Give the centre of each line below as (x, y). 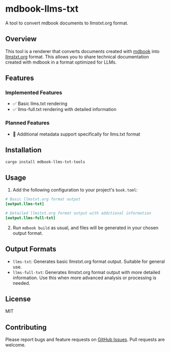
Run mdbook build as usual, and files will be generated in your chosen (86, 228)
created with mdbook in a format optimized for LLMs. (61, 62)
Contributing (26, 327)
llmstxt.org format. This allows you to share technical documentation (77, 57)
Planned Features (27, 123)
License (18, 299)
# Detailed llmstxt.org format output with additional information (78, 213)
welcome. (16, 345)
